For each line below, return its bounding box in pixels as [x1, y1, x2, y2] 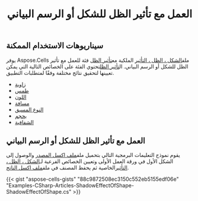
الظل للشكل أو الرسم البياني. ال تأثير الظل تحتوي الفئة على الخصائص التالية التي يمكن [6, 62, 189, 70]
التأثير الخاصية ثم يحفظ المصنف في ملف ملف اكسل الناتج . [6, 164, 129, 171]
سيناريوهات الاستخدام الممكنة [6, 40, 104, 51]
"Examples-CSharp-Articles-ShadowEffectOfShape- [6, 182, 135, 189]
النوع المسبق [14, 106, 44, 113]
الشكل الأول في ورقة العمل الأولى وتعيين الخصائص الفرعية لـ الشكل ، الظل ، [6, 158, 174, 165]
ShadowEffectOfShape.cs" [6, 189, 72, 196]
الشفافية [14, 118, 34, 125]
